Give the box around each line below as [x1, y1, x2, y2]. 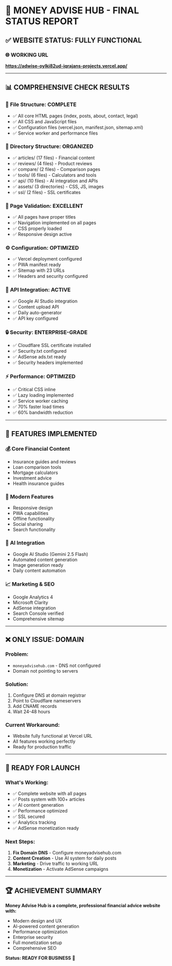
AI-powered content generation [12, 924, 79, 929]
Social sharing [12, 521, 43, 527]
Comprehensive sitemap [12, 615, 64, 621]
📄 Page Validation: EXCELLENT [5, 202, 83, 209]
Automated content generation [12, 556, 78, 563]
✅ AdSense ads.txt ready [12, 354, 67, 360]
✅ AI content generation [12, 802, 64, 808]
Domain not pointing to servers [12, 668, 78, 674]
